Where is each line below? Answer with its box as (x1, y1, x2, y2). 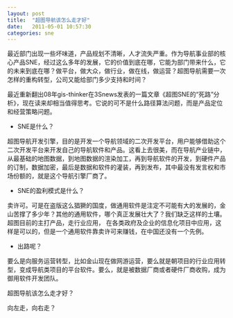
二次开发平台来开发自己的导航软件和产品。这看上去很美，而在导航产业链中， (7, 146, 226, 154)
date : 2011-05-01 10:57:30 (7, 23, 92, 30)
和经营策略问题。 (7, 108, 56, 116)
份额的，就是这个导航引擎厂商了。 (12, 171, 111, 181)
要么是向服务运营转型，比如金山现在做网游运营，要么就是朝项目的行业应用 (7, 257, 220, 265)
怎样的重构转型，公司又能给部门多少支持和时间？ (7, 76, 147, 84)
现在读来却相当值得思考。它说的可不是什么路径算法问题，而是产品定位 (21, 99, 223, 108)
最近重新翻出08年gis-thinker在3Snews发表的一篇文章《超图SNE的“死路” (7, 90, 214, 99)
